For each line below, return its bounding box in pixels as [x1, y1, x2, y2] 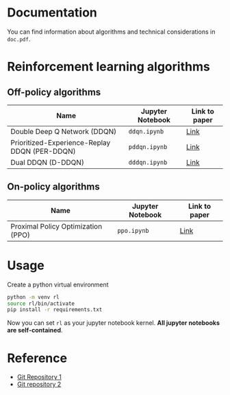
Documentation [7, 5, 98, 21]
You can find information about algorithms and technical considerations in [7, 27, 216, 36]
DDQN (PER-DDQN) [10, 146, 77, 156]
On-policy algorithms [7, 181, 101, 193]
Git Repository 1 [16, 373, 62, 381]
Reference [7, 350, 67, 365]
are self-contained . [7, 326, 63, 335]
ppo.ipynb [117, 227, 149, 234]
